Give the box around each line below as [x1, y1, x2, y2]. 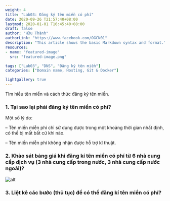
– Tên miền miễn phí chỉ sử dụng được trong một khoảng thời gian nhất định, [5, 124, 164, 131]
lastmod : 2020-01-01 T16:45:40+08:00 [5, 21, 85, 27]
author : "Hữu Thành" [5, 31, 49, 36]
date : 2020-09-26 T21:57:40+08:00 [5, 17, 78, 22]
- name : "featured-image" [5, 49, 60, 54]
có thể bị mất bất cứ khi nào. [5, 130, 65, 136]
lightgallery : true [5, 77, 47, 82]
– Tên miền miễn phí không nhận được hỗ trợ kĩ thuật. [5, 140, 116, 146]
